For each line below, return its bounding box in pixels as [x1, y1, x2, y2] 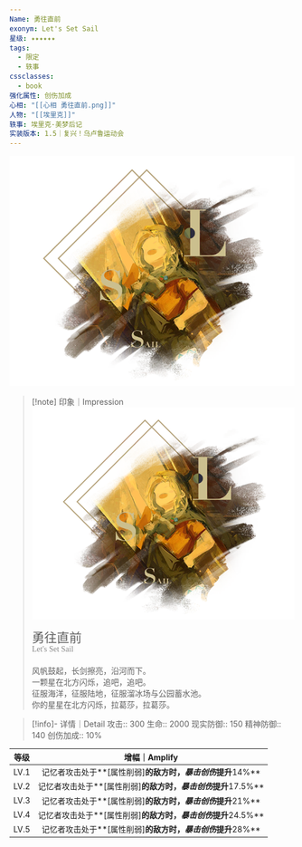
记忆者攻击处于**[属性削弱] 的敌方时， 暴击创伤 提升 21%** [41, 795, 261, 806]
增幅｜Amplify [123, 752, 179, 763]
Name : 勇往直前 [9, 14, 61, 24]
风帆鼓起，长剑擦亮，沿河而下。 [31, 666, 151, 677]
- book [17, 82, 42, 91]
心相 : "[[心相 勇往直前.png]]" [9, 101, 117, 110]
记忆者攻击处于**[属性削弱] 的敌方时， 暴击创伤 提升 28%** [41, 824, 261, 835]
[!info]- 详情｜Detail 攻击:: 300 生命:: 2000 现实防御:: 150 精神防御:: [31, 718, 282, 729]
